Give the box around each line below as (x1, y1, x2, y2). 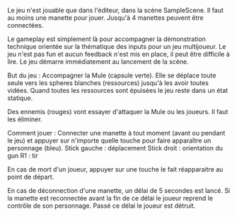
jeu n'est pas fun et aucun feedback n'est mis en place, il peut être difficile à (7, 50, 230, 58)
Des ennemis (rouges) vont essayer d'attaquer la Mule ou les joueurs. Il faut (7, 108, 229, 116)
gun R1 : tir (7, 152, 38, 160)
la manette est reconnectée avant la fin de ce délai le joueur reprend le (7, 194, 214, 202)
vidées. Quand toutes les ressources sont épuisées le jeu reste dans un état (7, 87, 229, 94)
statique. (7, 94, 33, 102)
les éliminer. (7, 115, 42, 123)
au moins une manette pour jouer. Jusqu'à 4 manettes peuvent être (7, 13, 204, 22)
